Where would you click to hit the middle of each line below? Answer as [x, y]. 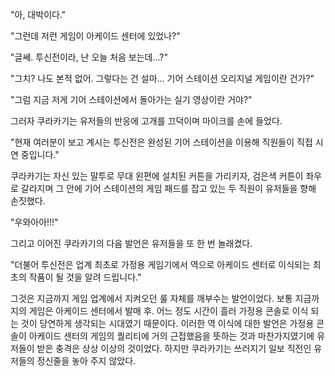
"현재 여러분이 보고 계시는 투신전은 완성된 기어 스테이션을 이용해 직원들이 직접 [161, 142]
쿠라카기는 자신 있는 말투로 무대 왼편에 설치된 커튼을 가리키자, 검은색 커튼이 [157, 176]
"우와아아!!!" [34, 222]
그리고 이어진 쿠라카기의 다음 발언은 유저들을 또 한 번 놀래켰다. [131, 243]
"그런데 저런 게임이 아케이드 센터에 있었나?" [95, 36]
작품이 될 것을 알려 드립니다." [85, 277]
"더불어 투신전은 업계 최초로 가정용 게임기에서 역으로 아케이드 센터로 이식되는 [160, 264]
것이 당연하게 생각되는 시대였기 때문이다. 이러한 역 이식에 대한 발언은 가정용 [167, 323]
